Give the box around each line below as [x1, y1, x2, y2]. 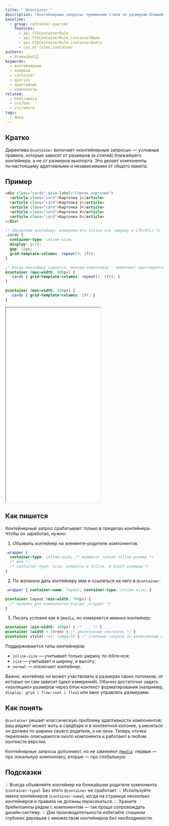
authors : [5, 49, 24, 54]
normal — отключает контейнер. [12, 664, 81, 670]
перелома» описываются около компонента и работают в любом [5, 733, 147, 739]
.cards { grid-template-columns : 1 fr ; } [10, 293, 96, 298]
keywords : [5, 59, 26, 64]
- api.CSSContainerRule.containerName [18, 36, 100, 41]
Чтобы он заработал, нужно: [5, 530, 67, 536]
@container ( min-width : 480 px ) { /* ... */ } [5, 624, 102, 630]
